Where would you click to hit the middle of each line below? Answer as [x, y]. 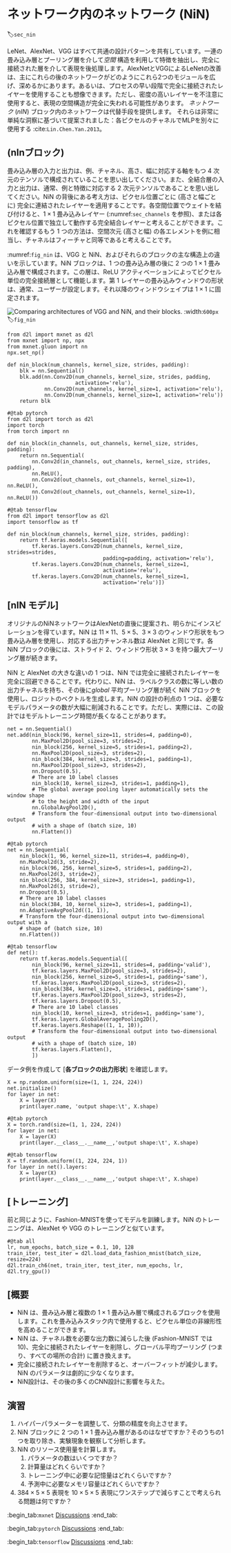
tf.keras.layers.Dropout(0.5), [77, 1001]
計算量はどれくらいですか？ [67, 1467]
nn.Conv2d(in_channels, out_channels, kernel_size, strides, [122, 461]
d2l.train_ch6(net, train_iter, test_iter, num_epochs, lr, [96, 1265]
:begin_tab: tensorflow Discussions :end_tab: [70, 1542]
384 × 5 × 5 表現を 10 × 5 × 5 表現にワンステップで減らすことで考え [113, 1493]
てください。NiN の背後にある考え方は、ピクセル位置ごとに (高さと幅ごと [112, 196]
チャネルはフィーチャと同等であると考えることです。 [100, 240]
